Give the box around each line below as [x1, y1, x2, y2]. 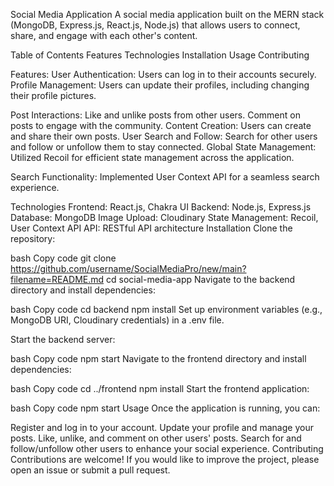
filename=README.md [10, 274, 105, 285]
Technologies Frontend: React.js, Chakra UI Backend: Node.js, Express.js [10, 201, 312, 213]
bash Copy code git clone [10, 252, 117, 264]
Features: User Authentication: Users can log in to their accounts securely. [10, 69, 317, 80]
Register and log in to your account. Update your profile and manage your [10, 422, 314, 433]
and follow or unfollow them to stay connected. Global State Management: [10, 141, 317, 153]
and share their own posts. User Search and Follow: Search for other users [10, 130, 318, 142]
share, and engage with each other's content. [10, 30, 198, 41]
